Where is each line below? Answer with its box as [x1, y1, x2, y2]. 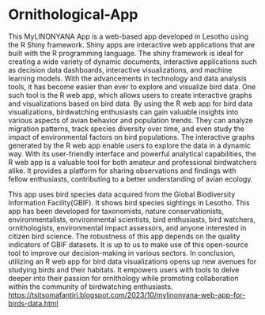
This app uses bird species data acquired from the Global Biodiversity [8, 189, 236, 199]
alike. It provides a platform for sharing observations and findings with [8, 166, 237, 175]
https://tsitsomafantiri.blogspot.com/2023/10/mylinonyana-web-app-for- [8, 290, 246, 299]
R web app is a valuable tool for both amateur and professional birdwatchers [8, 157, 257, 167]
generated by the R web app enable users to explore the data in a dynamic [8, 141, 252, 150]
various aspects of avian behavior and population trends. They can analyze [8, 115, 253, 125]
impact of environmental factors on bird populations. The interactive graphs [8, 132, 255, 141]
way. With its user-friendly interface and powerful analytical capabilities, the [8, 148, 257, 159]
